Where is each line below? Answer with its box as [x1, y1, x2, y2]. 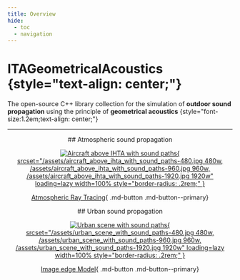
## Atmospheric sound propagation [67, 135, 173, 144]
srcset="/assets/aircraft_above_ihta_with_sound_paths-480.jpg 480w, [16, 157, 224, 165]
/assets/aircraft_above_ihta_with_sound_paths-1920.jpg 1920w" [26, 172, 214, 180]
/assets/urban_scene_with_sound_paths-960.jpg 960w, [38, 236, 202, 244]
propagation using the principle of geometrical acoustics [7, 108, 179, 116]
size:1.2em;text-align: [7, 115, 70, 123]
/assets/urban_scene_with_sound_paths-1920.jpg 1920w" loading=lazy [15, 244, 225, 252]
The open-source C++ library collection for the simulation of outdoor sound [7, 100, 231, 108]
